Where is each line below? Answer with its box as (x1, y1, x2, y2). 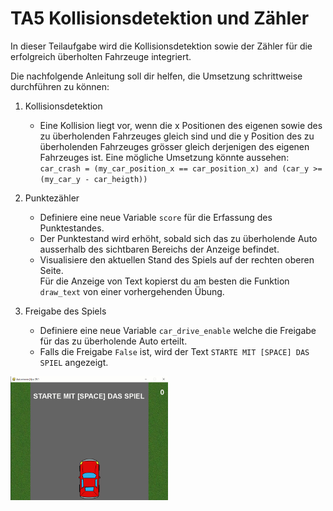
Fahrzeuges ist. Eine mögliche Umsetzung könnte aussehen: (39, 151, 290, 163)
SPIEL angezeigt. (39, 356, 109, 368)
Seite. (39, 264, 64, 276)
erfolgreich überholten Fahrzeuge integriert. (10, 50, 192, 62)
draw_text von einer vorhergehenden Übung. (39, 285, 225, 297)
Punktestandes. (39, 222, 105, 234)
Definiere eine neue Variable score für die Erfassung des (39, 211, 273, 223)
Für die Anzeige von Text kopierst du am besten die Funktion (39, 275, 290, 287)
